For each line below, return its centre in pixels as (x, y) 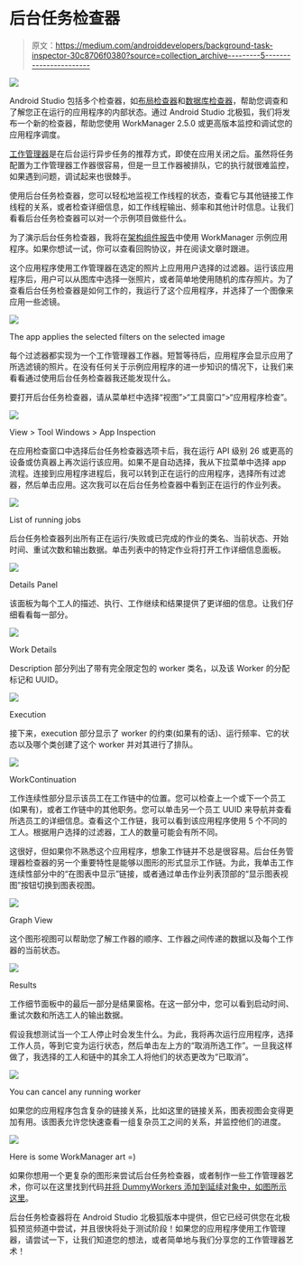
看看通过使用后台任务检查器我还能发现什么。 (92, 378)
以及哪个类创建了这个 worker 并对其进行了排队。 (107, 744)
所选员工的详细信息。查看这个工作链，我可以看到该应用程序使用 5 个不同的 (148, 820)
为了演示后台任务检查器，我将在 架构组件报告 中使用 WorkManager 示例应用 (149, 237)
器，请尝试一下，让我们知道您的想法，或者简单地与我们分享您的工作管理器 (147, 1240)
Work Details (33, 649)
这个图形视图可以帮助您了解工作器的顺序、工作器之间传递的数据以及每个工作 (151, 938)
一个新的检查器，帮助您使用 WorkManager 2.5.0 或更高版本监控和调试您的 (155, 123)
